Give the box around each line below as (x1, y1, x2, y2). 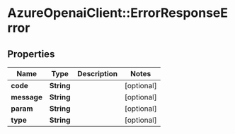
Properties (7, 48, 55, 60)
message (11, 92, 42, 102)
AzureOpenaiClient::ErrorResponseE (7, 5, 229, 21)
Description (77, 69, 118, 78)
